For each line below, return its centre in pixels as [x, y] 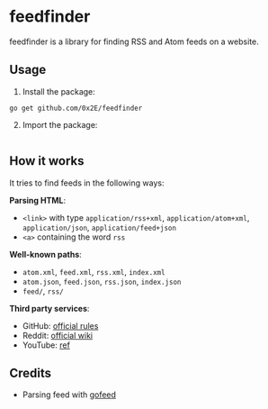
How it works [47, 161]
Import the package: [60, 124]
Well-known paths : [46, 254]
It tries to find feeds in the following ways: [87, 183]
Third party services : [49, 308]
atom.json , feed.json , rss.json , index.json [102, 281]
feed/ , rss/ [43, 291]
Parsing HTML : [38, 200]
